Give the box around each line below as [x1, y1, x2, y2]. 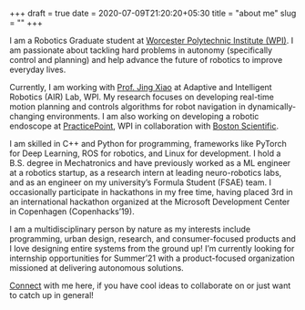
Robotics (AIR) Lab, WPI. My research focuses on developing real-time [9, 91, 275, 102]
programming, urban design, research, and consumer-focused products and [9, 233, 296, 244]
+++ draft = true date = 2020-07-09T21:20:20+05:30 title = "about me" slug [9, 8, 297, 18]
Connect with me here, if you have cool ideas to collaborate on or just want [9, 280, 291, 291]
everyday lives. [9, 64, 66, 75]
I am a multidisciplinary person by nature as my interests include [9, 223, 251, 234]
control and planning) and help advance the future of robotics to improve [9, 55, 283, 65]
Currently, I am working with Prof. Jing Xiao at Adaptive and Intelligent [9, 82, 272, 92]
